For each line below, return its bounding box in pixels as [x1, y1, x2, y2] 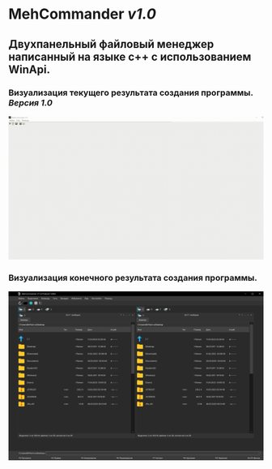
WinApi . [8, 62, 51, 76]
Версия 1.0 [8, 97, 53, 108]
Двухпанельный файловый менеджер [8, 37, 215, 51]
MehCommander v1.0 [8, 5, 156, 24]
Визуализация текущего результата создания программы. [8, 87, 253, 98]
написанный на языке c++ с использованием [8, 49, 252, 63]
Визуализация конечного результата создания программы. [8, 273, 257, 284]
